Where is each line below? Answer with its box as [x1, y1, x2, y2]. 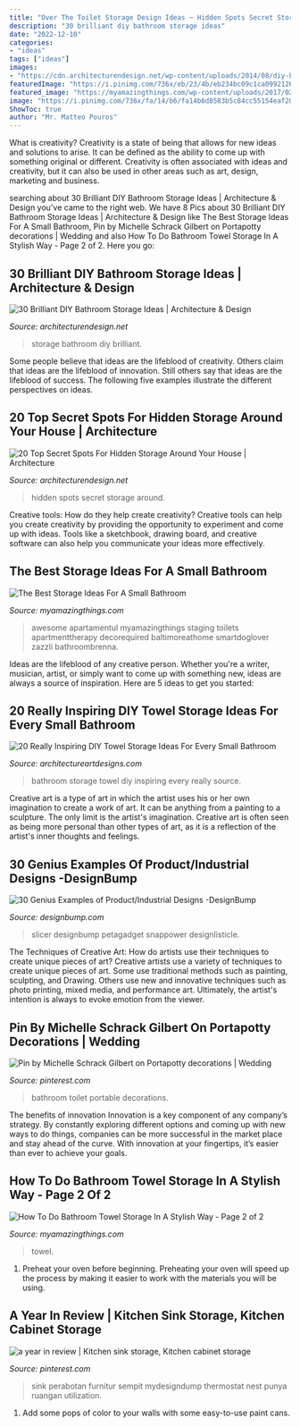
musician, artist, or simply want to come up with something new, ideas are [9, 668, 281, 679]
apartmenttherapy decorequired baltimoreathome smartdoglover [30, 631, 270, 642]
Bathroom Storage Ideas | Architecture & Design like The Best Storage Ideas [9, 212, 289, 223]
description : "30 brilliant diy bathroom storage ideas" [9, 21, 226, 30]
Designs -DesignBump [9, 871, 137, 886]
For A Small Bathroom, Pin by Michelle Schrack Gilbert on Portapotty [9, 221, 262, 232]
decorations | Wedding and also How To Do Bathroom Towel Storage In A [9, 231, 279, 241]
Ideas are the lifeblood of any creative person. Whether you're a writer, [9, 658, 271, 669]
